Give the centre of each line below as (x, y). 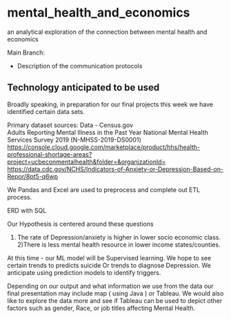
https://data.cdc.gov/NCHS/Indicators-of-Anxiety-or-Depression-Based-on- (115, 169)
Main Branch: (26, 52)
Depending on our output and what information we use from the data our (110, 286)
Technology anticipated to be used (83, 88)
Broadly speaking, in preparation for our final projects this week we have (110, 104)
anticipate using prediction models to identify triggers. (84, 272)
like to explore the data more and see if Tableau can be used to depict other (115, 300)
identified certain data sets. (46, 111)
